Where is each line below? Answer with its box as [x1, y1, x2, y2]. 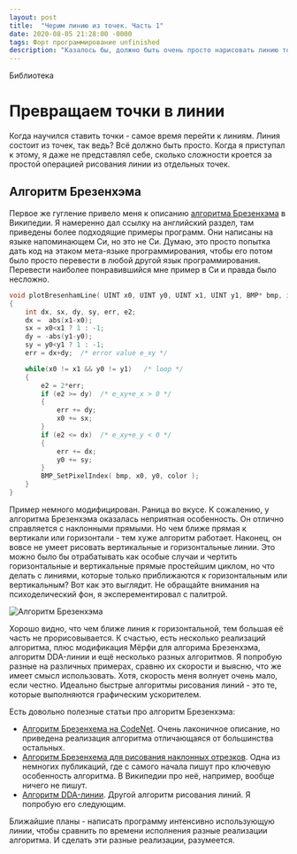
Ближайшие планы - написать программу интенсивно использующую [9, 816, 276, 827]
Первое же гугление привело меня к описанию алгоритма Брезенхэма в [9, 207, 286, 218]
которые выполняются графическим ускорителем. [9, 688, 202, 700]
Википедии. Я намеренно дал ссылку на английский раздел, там [9, 217, 255, 228]
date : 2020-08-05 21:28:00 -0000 [9, 29, 133, 38]
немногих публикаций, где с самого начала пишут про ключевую [21, 761, 271, 772]
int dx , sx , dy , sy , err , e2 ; [25, 307, 137, 316]
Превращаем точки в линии [9, 101, 225, 121]
